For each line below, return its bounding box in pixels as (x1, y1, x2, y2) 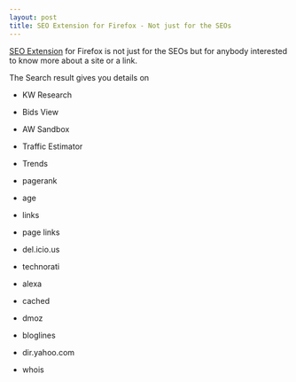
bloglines (21, 330, 56, 340)
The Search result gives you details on (9, 72, 150, 82)
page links (21, 227, 60, 238)
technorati (21, 261, 60, 271)
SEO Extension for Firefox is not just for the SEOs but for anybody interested (9, 45, 288, 56)
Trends (21, 158, 49, 168)
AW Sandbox (21, 123, 70, 134)
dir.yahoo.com (21, 347, 75, 357)
